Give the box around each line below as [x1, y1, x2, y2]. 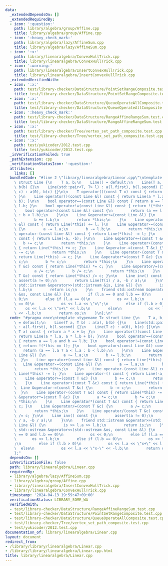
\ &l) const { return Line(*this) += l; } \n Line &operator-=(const [14, 222, 166, 227]
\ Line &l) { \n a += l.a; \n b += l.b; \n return [14, 352, 162, 358]
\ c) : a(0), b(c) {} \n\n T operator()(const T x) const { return [14, 189, 162, 194]
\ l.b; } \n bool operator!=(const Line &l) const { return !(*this [14, 203, 164, 208]
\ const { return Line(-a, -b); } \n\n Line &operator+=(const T [14, 236, 157, 241]
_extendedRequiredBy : [9, 17, 55, 22]
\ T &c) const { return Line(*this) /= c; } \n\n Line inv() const [14, 273, 162, 278]
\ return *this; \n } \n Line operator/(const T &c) [14, 408, 151, 414]
